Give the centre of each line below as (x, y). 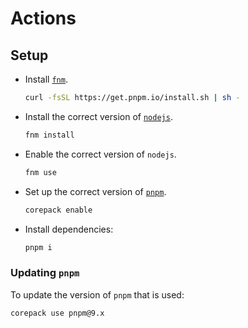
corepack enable (58, 210)
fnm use (40, 172)
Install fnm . (46, 79)
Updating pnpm (45, 273)
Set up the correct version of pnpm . (95, 191)
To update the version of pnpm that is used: (97, 294)
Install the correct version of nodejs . (98, 116)
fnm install (49, 135)
